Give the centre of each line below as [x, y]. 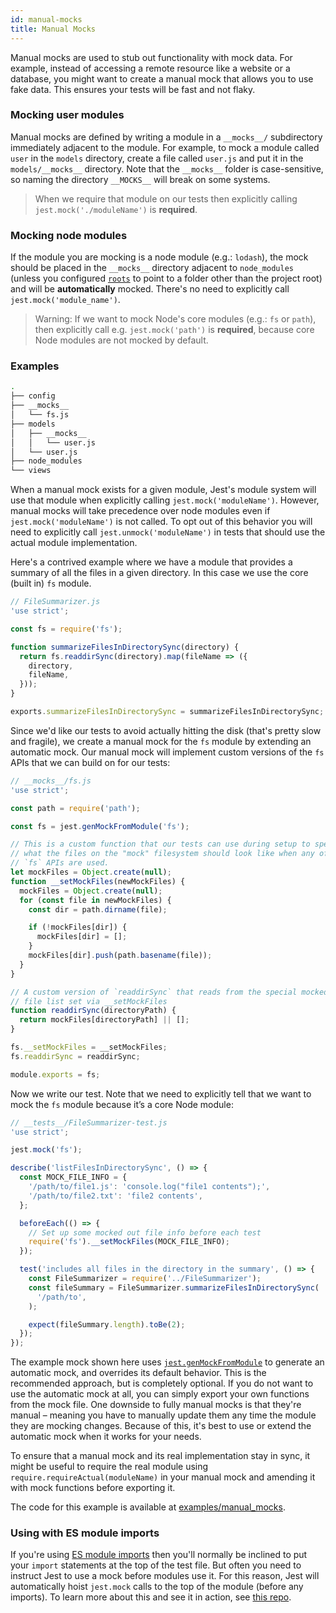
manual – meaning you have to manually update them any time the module [163, 1415]
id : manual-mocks [46, 19]
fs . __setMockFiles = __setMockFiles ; [89, 1047]
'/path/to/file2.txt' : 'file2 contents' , [115, 1196]
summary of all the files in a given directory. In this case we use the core [159, 573]
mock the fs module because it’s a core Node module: [122, 1104]
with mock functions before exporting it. [93, 1488]
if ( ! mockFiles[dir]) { [78, 927]
